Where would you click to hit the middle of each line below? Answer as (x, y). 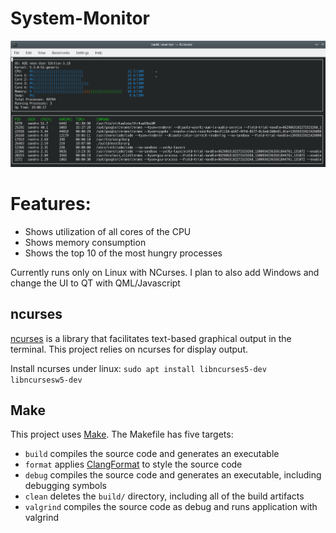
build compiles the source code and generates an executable (152, 454)
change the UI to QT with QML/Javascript (95, 283)
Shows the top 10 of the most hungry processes (123, 253)
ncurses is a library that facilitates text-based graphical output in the (151, 338)
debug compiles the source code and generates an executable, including (173, 475)
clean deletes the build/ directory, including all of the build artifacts (164, 496)
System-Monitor (80, 18)
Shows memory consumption (85, 242)
